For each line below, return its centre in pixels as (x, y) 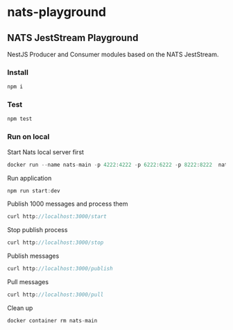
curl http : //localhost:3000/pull (55, 295)
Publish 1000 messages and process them (68, 204)
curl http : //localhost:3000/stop (55, 243)
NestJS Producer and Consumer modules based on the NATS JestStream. (113, 54)
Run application (29, 178)
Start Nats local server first (46, 152)
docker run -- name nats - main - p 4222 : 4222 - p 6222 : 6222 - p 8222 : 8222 (110, 165)
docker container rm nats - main (52, 320)
